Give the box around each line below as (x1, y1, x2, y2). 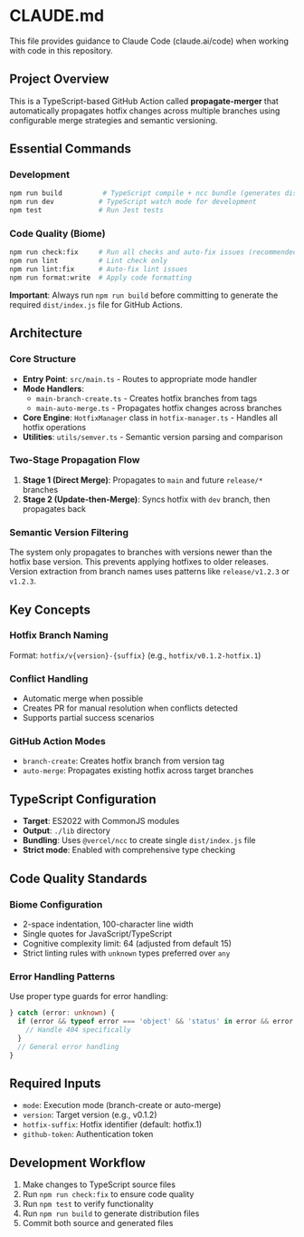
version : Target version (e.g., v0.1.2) (22, 1109, 157, 1121)
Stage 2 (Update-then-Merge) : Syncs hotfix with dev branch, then (22, 494, 271, 505)
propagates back (22, 503, 87, 514)
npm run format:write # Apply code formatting (9, 273, 193, 282)
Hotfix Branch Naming (9, 629, 109, 642)
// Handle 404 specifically (25, 1025, 131, 1035)
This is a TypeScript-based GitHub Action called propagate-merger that (9, 95, 279, 106)
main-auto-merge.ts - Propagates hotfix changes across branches (35, 402, 282, 413)
